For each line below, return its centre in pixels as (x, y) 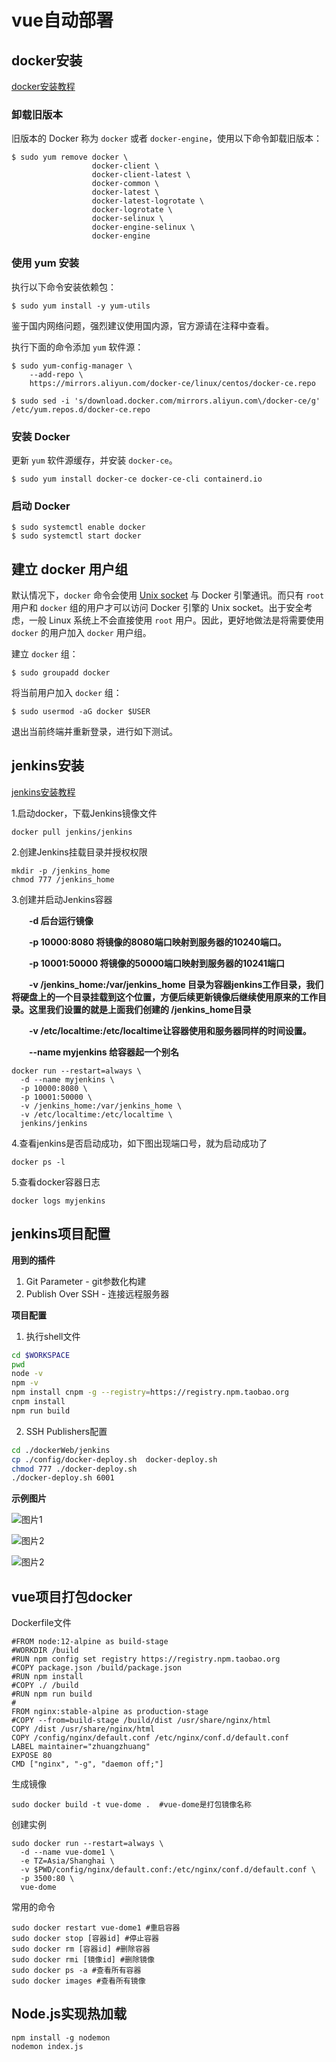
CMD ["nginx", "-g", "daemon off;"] (87, 1764)
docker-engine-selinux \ (143, 227)
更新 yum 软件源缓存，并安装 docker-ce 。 (94, 460)
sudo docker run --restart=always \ (87, 1844)
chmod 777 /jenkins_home (63, 879)
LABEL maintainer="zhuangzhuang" (81, 1747)
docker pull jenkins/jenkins (72, 832)
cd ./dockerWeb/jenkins (61, 1450)
